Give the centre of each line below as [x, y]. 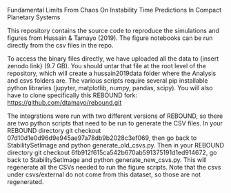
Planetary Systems [34, 17]
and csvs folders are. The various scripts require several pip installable [108, 81]
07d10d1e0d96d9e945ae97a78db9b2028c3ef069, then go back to [102, 138]
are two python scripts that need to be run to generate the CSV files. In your [115, 123]
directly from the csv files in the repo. [60, 45]
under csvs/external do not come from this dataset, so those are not [104, 174]
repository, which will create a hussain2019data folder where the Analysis [112, 73]
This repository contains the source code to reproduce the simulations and [113, 31]
